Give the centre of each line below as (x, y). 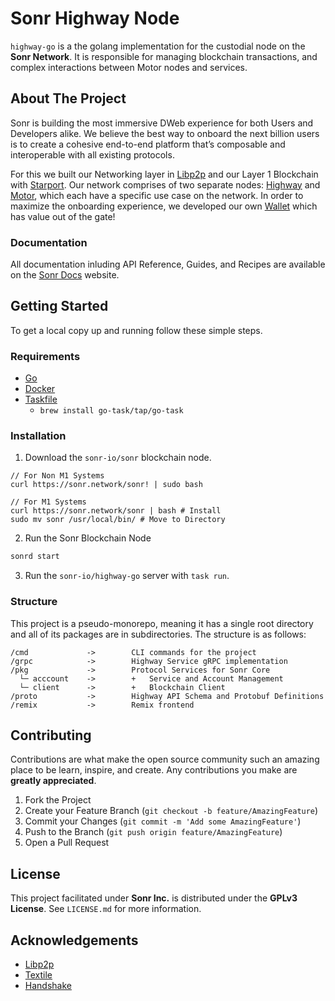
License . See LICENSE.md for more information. (106, 909)
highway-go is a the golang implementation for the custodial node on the (158, 46)
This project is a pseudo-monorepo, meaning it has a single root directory (162, 623)
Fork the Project (58, 800)
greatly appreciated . (53, 781)
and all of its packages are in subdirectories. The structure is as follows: (158, 634)
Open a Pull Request (67, 843)
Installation (38, 436)
